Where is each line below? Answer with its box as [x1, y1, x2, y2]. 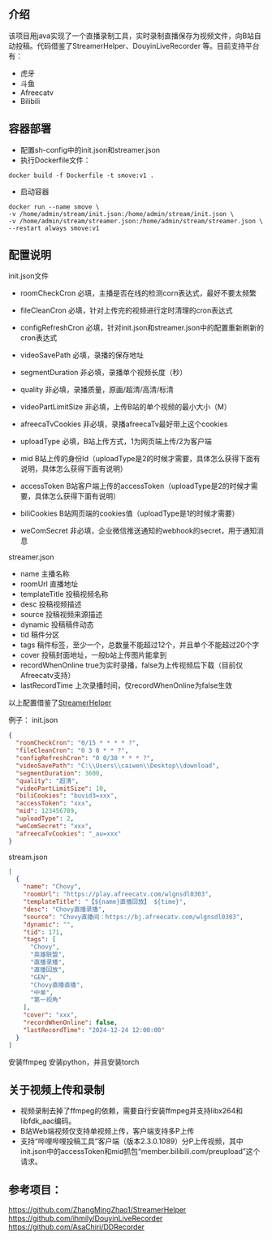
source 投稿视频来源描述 [19, 610, 103, 620]
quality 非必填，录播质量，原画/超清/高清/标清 [19, 385, 175, 395]
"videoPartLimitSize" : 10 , [15, 784, 107, 793]
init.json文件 [8, 271, 50, 281]
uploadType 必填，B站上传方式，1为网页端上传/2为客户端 [19, 437, 213, 447]
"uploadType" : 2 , [15, 814, 75, 823]
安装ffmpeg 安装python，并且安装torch [8, 1056, 140, 1066]
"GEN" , [29, 973, 53, 981]
